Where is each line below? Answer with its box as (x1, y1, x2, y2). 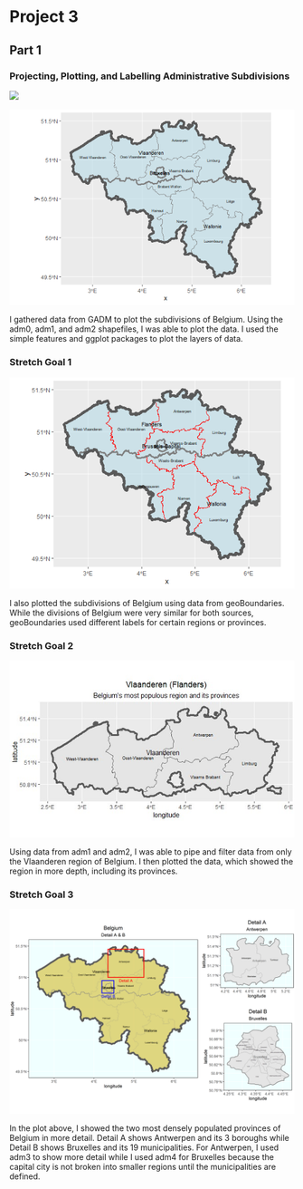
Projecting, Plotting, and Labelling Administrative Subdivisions (9, 70, 290, 82)
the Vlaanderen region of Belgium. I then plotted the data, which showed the (9, 855, 294, 866)
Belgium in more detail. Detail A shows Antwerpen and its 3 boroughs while (9, 1133, 289, 1144)
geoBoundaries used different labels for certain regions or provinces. (9, 616, 267, 627)
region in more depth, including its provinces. (9, 865, 178, 876)
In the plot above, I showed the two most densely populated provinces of (9, 1123, 281, 1134)
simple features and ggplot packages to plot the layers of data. (9, 333, 243, 344)
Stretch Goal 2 (9, 639, 74, 652)
